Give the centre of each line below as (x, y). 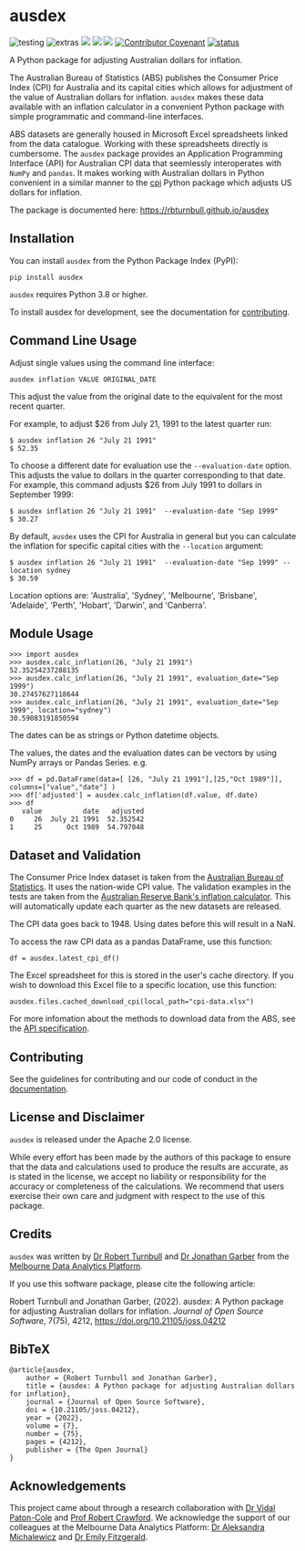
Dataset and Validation (75, 855)
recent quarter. (37, 406)
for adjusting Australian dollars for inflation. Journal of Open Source (137, 1311)
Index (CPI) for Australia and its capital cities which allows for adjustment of (151, 87)
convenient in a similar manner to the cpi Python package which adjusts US (151, 182)
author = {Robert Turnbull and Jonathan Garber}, (122, 1379)
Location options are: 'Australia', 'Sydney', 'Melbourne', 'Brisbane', (133, 595)
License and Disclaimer (77, 1117)
